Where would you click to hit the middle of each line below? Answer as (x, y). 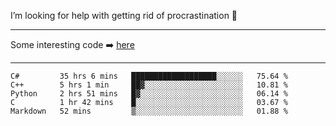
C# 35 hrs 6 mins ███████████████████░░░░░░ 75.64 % (149, 76)
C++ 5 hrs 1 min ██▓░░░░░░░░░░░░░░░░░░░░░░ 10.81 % (149, 85)
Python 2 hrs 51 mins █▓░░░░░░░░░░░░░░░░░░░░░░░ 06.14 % (149, 94)
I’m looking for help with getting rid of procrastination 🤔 (124, 15)
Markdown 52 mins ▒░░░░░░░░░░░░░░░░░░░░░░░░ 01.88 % (149, 111)
